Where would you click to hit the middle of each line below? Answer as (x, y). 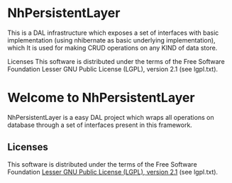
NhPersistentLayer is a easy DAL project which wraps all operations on (111, 117)
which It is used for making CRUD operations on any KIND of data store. (112, 48)
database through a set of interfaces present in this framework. (100, 125)
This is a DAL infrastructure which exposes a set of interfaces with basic (113, 33)
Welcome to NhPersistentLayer (101, 98)
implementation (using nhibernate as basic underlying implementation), (111, 40)
